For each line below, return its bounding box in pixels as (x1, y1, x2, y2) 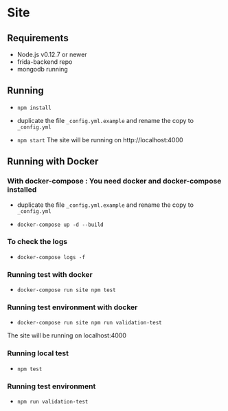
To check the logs (7, 237, 67, 247)
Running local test (7, 348, 69, 358)
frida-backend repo (16, 58, 73, 66)
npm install (16, 104, 52, 111)
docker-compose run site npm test (16, 287, 116, 293)
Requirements (7, 32, 69, 44)
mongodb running (16, 65, 69, 73)
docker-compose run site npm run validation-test (16, 320, 163, 326)
